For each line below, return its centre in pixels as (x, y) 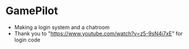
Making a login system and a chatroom (62, 27)
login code (27, 40)
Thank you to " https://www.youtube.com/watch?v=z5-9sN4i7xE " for (98, 33)
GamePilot (32, 11)
